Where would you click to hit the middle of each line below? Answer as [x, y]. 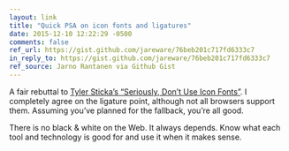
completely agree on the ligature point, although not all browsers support [142, 101]
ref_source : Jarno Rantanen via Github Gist [92, 67]
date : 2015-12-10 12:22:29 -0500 [71, 34]
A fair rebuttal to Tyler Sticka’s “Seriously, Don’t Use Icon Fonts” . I [128, 91]
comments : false [39, 42]
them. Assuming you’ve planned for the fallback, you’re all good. [127, 110]
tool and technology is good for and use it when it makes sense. [125, 137]
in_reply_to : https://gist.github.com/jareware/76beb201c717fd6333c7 [140, 58]
